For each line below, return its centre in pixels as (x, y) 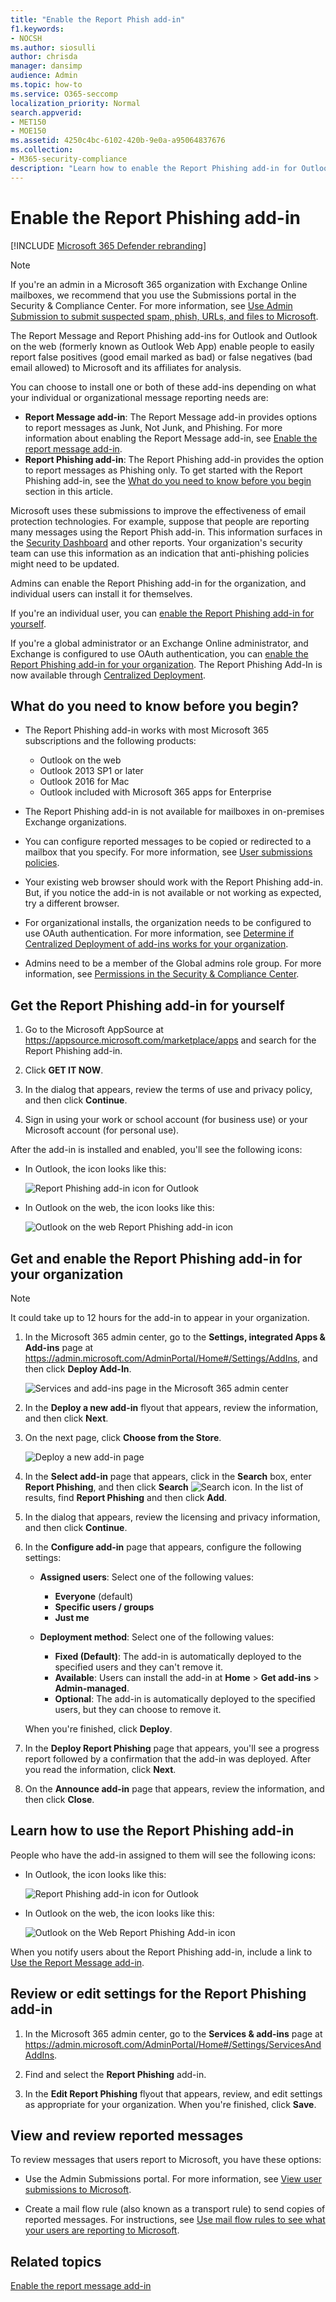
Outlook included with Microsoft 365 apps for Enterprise (155, 792)
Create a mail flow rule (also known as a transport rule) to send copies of (175, 2209)
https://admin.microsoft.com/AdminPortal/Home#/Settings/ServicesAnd (173, 2044)
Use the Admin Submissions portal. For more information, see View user (173, 2179)
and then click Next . (66, 1418)
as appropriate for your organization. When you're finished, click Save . (170, 2104)
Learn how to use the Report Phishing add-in (152, 1831)
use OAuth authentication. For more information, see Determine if (159, 933)
